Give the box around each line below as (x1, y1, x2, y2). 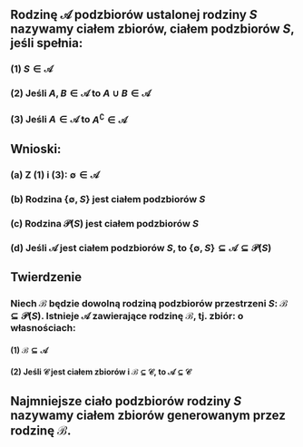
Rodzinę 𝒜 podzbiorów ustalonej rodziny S (10, 7, 258, 23)
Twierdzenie (10, 269, 83, 285)
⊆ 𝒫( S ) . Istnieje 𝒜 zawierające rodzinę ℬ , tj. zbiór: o (10, 310, 244, 322)
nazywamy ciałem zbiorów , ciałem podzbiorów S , (10, 22, 295, 37)
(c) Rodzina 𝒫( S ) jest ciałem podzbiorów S (10, 217, 199, 229)
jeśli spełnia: (10, 35, 83, 51)
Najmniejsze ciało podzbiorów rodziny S (10, 394, 242, 409)
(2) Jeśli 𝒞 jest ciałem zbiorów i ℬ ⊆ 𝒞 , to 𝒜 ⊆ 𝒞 (10, 366, 191, 377)
